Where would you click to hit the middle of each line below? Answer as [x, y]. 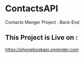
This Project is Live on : [42, 38]
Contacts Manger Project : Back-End [42, 22]
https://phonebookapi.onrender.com [42, 49]
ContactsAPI [32, 9]
